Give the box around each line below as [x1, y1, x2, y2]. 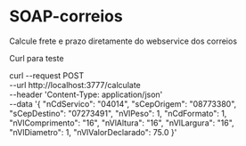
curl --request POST [9, 69, 85, 81]
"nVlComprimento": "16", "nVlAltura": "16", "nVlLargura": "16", [9, 118, 234, 128]
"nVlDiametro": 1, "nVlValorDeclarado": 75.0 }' [9, 126, 177, 137]
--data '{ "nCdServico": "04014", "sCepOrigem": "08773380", [9, 98, 237, 109]
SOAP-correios [9, 6, 123, 27]
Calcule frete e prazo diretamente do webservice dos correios [9, 36, 238, 46]
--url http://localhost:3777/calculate [9, 79, 141, 90]
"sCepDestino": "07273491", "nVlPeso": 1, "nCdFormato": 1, [9, 108, 227, 118]
